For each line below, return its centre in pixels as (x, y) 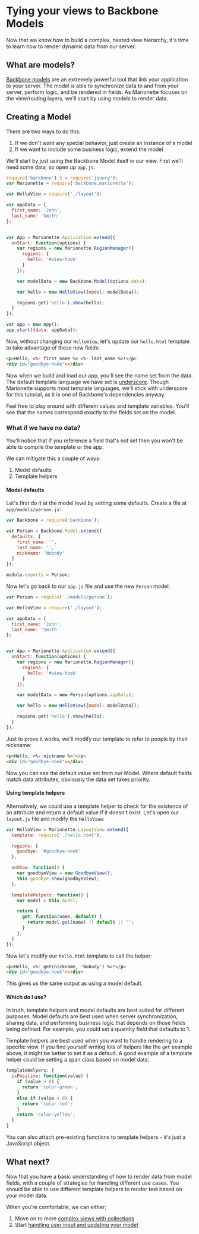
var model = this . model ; (48, 901)
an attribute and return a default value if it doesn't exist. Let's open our (93, 812)
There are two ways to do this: (43, 131)
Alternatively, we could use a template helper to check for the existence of (97, 806)
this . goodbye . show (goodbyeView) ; (58, 879)
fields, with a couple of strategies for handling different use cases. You (93, 1183)
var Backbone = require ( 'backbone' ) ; (53, 520)
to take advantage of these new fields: (53, 347)
